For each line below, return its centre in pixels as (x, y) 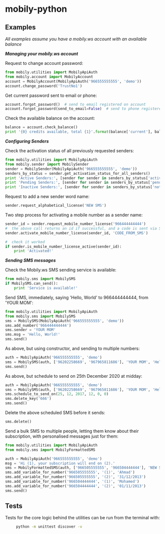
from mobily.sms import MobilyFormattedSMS (50, 450)
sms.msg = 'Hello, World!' (33, 335)
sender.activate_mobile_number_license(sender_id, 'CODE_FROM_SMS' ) (77, 233)
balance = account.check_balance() (41, 127)
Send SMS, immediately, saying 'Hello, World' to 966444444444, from (77, 297)
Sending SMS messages (30, 260)
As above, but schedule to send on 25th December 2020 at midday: (74, 376)
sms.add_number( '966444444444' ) (38, 325)
